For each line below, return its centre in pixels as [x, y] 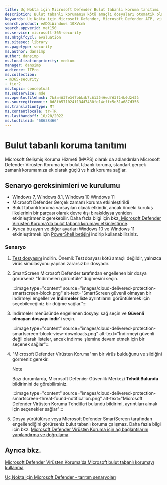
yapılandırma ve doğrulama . [41, 435]
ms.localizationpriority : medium [40, 61]
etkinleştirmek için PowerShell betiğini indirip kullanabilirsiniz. [75, 234]
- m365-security [22, 79]
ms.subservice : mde [25, 93]
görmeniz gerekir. [30, 359]
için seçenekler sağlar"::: [38, 409]
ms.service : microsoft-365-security [43, 33]
